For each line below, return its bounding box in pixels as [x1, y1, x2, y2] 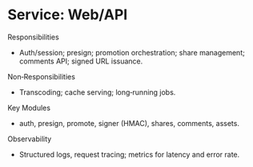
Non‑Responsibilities [7, 71, 75, 81]
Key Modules [7, 103, 51, 112]
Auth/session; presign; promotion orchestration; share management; [18, 47, 245, 57]
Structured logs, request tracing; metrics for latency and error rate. [18, 149, 240, 159]
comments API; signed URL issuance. [18, 56, 143, 66]
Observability [7, 134, 52, 144]
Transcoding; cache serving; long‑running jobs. [18, 87, 176, 97]
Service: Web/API [7, 6, 128, 24]
